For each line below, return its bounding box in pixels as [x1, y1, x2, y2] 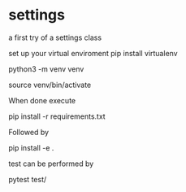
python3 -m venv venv [8, 63, 84, 74]
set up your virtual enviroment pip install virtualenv [8, 48, 178, 58]
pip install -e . [8, 142, 54, 152]
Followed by [8, 127, 50, 137]
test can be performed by [8, 159, 94, 168]
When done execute [8, 95, 76, 105]
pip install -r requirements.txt [8, 111, 106, 121]
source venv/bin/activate [8, 80, 92, 89]
